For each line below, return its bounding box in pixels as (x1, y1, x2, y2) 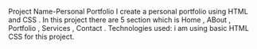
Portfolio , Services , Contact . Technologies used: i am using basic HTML (8, 24, 249, 32)
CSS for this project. (8, 32, 75, 41)
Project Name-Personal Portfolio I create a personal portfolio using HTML (8, 7, 248, 16)
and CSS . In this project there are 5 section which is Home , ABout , (8, 15, 232, 24)
